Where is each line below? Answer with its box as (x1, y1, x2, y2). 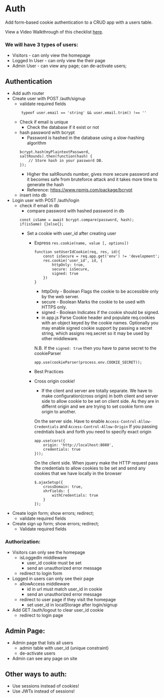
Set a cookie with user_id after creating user (27, 231, 116, 236)
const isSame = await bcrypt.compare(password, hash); (19, 218, 134, 223)
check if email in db (19, 203, 59, 209)
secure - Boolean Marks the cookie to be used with (41, 299, 145, 305)
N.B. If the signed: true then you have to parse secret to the (34, 345, 157, 351)
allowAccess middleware (19, 581, 70, 587)
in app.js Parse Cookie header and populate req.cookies (41, 314, 155, 321)
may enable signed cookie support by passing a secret (41, 325, 153, 331)
